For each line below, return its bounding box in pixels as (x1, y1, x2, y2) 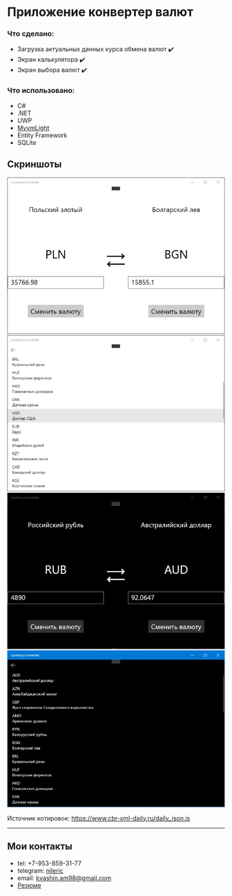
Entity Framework (17, 131, 68, 139)
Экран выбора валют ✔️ (17, 66, 88, 74)
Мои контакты (7, 841, 72, 852)
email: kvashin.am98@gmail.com (17, 874, 112, 882)
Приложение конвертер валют (7, 4, 194, 20)
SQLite (17, 138, 37, 146)
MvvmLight (17, 123, 50, 132)
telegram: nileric (17, 866, 64, 875)
